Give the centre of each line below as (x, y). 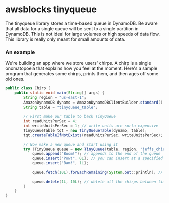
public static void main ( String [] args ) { (59, 93)
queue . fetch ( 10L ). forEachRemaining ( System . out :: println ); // (98, 172)
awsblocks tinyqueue (51, 9)
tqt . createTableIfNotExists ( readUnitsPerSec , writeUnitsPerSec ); (93, 135)
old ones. (15, 79)
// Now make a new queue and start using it (71, 144)
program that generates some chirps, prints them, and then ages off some (82, 74)
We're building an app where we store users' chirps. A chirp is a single (78, 63)
